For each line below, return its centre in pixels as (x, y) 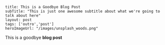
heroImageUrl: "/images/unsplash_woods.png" (52, 28)
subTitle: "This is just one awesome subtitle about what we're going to (83, 11)
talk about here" (23, 16)
